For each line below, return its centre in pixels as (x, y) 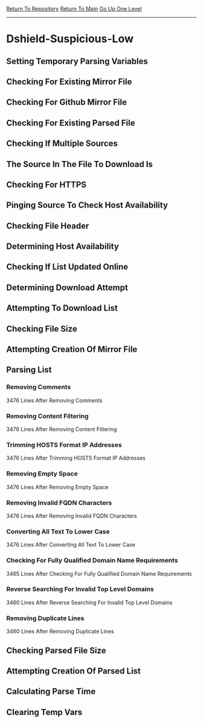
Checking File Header (48, 226)
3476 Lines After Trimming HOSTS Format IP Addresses (76, 458)
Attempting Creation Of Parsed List (73, 671)
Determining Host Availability (63, 247)
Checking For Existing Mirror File (69, 81)
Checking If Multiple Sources (62, 144)
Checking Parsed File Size (56, 650)
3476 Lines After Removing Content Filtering (62, 429)
